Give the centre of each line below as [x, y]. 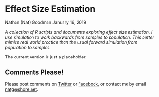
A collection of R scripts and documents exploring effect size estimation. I [79, 32]
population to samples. [28, 47]
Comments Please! [34, 72]
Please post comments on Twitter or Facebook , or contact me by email [76, 84]
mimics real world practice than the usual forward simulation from [71, 42]
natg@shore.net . [22, 89]
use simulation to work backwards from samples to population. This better [79, 37]
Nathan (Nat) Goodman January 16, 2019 [46, 22]
